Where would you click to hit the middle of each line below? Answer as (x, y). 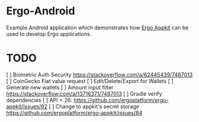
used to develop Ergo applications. (49, 33)
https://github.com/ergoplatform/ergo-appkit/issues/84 (74, 112)
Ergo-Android (41, 11)
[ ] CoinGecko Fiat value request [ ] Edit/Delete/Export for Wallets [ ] (90, 81)
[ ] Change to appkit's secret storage (94, 106)
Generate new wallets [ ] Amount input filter (60, 87)
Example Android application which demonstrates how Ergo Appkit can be (98, 28)
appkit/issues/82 (27, 106)
